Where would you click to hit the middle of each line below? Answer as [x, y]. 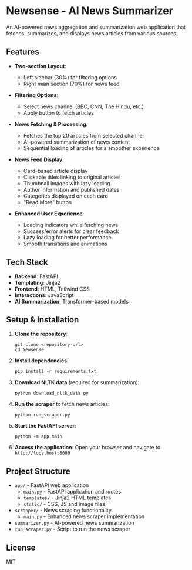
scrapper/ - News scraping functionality [63, 511]
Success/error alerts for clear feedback [71, 231]
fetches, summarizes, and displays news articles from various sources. [92, 33]
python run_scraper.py [42, 415]
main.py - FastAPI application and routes [72, 492]
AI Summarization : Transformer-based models [72, 301]
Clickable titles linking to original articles [72, 177]
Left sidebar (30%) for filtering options [70, 77]
